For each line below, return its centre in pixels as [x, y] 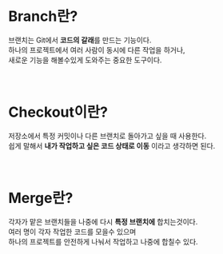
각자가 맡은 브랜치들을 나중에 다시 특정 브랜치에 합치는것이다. [103, 221]
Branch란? [43, 16]
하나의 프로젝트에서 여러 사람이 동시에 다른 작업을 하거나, [97, 50]
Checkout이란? [58, 112]
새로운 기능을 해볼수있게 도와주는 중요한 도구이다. [85, 60]
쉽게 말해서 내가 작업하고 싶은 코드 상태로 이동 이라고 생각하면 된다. [112, 145]
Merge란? [41, 198]
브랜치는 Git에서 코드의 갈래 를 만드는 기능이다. [80, 40]
